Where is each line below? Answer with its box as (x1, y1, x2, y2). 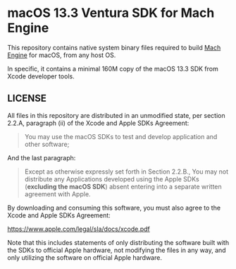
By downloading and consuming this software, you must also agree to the (7, 203, 221, 212)
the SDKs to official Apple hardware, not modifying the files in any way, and (7, 246, 227, 254)
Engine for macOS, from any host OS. (7, 51, 116, 59)
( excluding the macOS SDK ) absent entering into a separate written (24, 182, 222, 191)
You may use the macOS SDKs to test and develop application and (24, 132, 218, 141)
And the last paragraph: (7, 153, 76, 162)
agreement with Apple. (24, 189, 91, 198)
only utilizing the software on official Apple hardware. (7, 253, 162, 262)
